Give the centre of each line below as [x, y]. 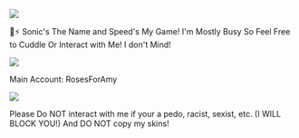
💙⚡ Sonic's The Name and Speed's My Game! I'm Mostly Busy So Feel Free [150, 31]
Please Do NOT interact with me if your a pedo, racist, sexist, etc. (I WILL [145, 114]
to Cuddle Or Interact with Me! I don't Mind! [91, 44]
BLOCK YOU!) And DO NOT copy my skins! [89, 123]
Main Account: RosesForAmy [63, 79]
